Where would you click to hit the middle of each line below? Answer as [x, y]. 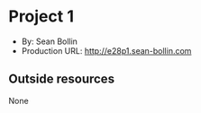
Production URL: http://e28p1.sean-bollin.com [106, 50]
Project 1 [41, 17]
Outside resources [61, 79]
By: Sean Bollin [50, 41]
